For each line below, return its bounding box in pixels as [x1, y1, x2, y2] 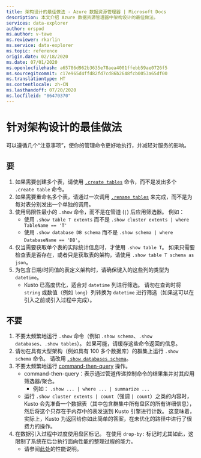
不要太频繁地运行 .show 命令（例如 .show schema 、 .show [14, 332, 153, 340]
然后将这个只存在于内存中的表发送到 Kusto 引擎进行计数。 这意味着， [23, 407, 195, 415]
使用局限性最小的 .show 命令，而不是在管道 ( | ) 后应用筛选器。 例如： [14, 208, 185, 215]
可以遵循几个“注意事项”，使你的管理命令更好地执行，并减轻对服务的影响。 [6, 141, 190, 149]
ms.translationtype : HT [6, 76, 66, 82]
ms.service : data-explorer [6, 43, 74, 49]
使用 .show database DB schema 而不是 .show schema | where [23, 228, 173, 235]
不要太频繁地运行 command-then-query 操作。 [14, 362, 131, 370]
